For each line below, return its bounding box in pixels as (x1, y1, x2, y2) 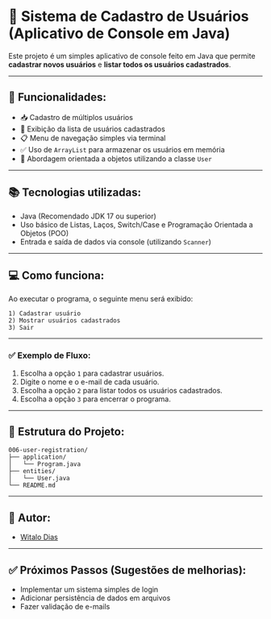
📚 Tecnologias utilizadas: (8, 185, 141, 200)
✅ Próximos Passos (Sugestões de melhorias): (8, 563, 247, 577)
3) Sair (8, 324, 35, 332)
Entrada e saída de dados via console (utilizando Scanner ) (19, 237, 212, 247)
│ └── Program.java (8, 460, 81, 468)
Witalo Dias (19, 532, 58, 542)
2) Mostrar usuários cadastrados (8, 317, 121, 325)
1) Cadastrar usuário (8, 309, 81, 318)
